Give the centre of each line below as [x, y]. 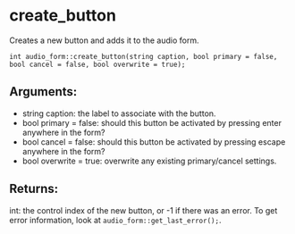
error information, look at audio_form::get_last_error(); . [115, 220]
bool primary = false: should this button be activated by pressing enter [152, 122]
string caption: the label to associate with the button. [119, 113]
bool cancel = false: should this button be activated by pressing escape [154, 142]
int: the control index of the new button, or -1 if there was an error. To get [143, 210]
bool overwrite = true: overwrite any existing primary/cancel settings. [149, 161]
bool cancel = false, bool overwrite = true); [97, 64]
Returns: [34, 189]
